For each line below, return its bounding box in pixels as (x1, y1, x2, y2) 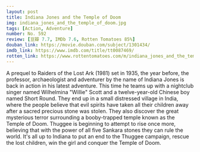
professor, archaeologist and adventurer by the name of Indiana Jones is (6, 76, 185, 83)
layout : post (6, 8, 39, 15)
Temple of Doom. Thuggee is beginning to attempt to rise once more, (6, 120, 176, 127)
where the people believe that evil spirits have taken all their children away (6, 101, 189, 108)
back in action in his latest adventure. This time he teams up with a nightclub (6, 82, 194, 89)
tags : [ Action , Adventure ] (6, 25, 73, 32)
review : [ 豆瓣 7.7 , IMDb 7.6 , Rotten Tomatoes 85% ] (6, 36, 136, 42)
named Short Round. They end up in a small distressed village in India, (6, 95, 179, 102)
